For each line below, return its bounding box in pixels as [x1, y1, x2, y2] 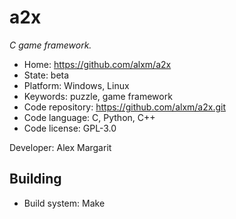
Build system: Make [23, 197, 106, 209]
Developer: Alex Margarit [9, 141, 112, 153]
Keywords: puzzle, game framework [23, 90, 173, 102]
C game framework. [9, 39, 92, 51]
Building [9, 171, 62, 188]
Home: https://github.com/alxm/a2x [23, 58, 172, 70]
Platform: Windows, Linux [23, 79, 130, 91]
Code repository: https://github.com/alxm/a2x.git [23, 101, 226, 113]
